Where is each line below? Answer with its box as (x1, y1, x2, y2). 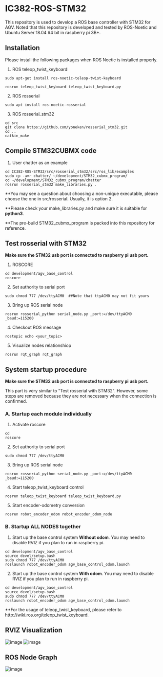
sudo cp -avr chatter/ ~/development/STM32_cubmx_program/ (5, 173, 128, 178)
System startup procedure (5, 365, 87, 374)
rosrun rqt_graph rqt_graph (5, 352, 62, 357)
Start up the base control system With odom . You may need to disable (12, 570, 154, 576)
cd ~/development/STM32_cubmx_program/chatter (5, 177, 102, 183)
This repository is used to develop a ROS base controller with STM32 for (5, 19, 151, 25)
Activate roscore (12, 422, 46, 428)
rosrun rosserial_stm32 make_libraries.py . (5, 182, 97, 187)
